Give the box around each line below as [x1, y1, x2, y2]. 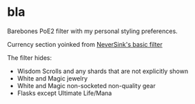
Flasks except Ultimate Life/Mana [17, 89, 112, 97]
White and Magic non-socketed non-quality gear [17, 81, 156, 90]
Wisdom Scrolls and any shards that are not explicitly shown [17, 67, 188, 75]
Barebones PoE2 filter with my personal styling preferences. [7, 27, 178, 35]
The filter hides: [7, 53, 52, 62]
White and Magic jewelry [17, 74, 88, 83]
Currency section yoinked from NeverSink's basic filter [7, 40, 163, 48]
